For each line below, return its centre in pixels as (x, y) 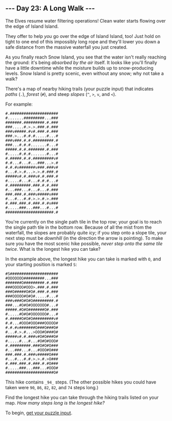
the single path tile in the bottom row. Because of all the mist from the (79, 227)
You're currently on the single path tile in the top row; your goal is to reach (84, 222)
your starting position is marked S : (41, 264)
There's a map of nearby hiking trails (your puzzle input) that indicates (79, 89)
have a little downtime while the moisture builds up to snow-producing (79, 68)
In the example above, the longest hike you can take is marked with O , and (83, 259)
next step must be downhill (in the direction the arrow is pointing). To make (84, 238)
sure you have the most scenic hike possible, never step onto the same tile (84, 244)
